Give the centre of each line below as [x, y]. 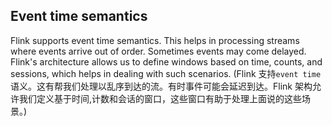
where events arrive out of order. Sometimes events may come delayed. [158, 51]
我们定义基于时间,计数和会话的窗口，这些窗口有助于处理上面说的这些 [160, 98]
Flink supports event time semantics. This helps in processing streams [155, 40]
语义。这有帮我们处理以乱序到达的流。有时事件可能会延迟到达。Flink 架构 [161, 86]
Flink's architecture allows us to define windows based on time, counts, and [166, 61]
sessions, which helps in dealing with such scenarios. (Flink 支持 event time [166, 73]
